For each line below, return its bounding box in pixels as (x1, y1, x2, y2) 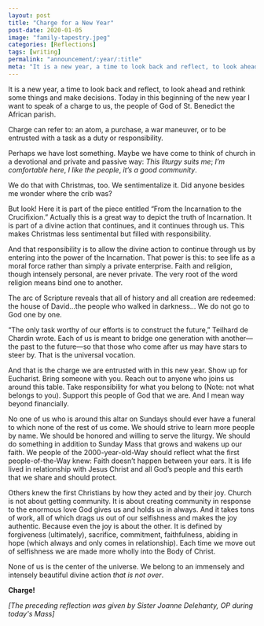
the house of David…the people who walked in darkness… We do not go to (8, 301, 250, 311)
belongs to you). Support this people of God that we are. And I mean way (8, 391, 245, 400)
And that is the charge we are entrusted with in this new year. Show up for (8, 365, 248, 375)
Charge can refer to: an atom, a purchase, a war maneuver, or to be (8, 124, 226, 134)
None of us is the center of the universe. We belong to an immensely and (8, 561, 245, 571)
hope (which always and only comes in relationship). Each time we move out (8, 538, 255, 547)
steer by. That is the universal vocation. (8, 350, 136, 359)
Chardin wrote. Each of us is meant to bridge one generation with (8, 333, 220, 343)
